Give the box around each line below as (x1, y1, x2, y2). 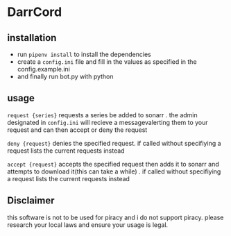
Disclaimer (7, 195, 55, 207)
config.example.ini (17, 65, 71, 73)
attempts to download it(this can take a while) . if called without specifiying (7, 167, 221, 176)
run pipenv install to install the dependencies (17, 50, 151, 58)
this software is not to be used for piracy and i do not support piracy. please (7, 213, 224, 221)
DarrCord (7, 4, 62, 20)
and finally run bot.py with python (17, 72, 114, 81)
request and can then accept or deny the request (7, 126, 148, 134)
